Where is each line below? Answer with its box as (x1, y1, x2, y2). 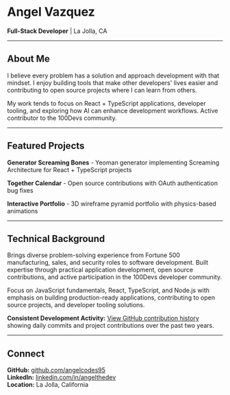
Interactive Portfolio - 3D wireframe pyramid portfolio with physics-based (7, 200, 217, 208)
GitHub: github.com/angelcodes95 (7, 366, 106, 374)
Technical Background (7, 232, 105, 244)
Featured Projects (7, 140, 85, 152)
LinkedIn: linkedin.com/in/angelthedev (7, 373, 116, 381)
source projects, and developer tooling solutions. (7, 301, 145, 309)
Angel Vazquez (7, 4, 96, 20)
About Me (7, 53, 50, 65)
